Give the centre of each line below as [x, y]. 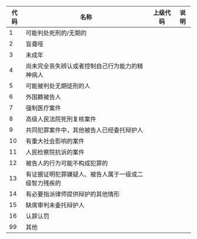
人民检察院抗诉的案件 [55, 152]
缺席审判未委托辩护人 [55, 205]
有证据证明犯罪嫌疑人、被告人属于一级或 [81, 174]
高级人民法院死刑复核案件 [61, 119]
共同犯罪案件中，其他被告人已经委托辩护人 [84, 130]
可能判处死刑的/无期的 [56, 33]
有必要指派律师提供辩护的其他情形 [73, 194]
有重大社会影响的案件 [55, 141]
